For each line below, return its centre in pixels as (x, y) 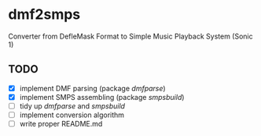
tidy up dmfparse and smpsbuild (72, 106)
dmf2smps (44, 15)
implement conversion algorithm (72, 115)
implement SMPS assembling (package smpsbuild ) (102, 97)
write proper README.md (61, 124)
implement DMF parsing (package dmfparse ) (93, 88)
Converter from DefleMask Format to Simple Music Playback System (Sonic (130, 36)
